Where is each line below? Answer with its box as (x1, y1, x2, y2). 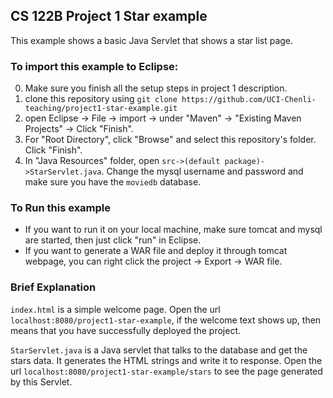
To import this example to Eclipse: (10, 59, 179, 73)
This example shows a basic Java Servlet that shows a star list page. (10, 34, 294, 46)
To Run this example (10, 201, 112, 215)
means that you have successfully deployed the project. (10, 324, 242, 336)
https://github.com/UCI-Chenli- (181, 95, 317, 105)
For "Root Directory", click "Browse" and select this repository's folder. (24, 134, 317, 146)
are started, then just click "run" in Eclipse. (24, 234, 202, 246)
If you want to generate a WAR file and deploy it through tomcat (24, 245, 288, 257)
